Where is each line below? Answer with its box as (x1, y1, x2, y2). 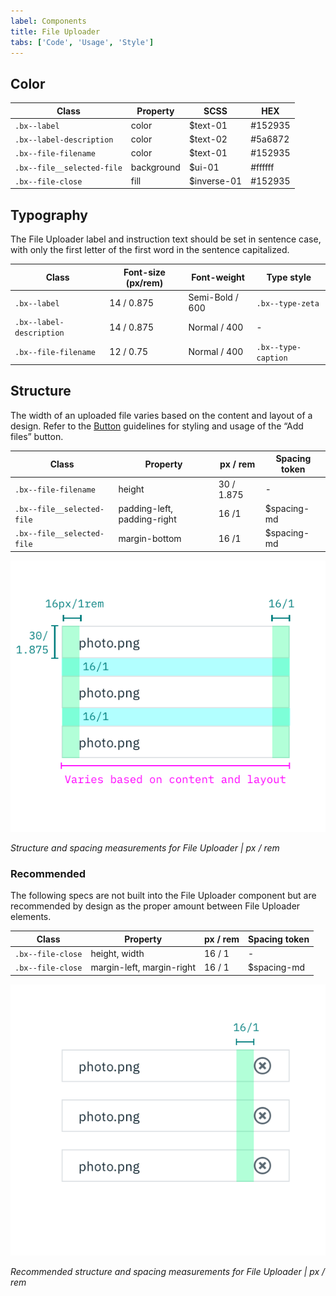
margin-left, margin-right (90, 961, 196, 974)
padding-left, (118, 502, 174, 514)
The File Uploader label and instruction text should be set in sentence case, (10, 233, 322, 245)
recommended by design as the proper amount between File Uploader (10, 900, 301, 912)
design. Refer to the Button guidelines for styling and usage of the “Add (10, 420, 304, 432)
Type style (266, 271, 312, 284)
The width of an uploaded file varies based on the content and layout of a (10, 409, 313, 421)
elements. (10, 911, 52, 923)
